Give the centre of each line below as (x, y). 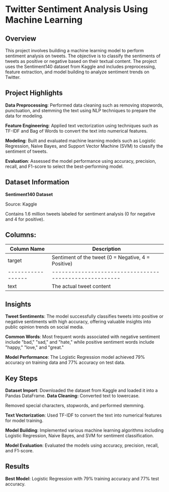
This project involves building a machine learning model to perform (75, 51)
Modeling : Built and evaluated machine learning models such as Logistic (80, 140)
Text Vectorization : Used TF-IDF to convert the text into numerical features (83, 415)
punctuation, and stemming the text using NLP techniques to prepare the (80, 110)
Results (17, 467)
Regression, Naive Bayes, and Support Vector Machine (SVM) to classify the (84, 146)
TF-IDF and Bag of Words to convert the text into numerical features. (76, 131)
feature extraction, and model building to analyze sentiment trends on (77, 72)
